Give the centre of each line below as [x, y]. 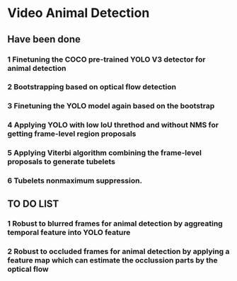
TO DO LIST [33, 203]
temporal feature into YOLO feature [69, 233]
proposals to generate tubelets [61, 162]
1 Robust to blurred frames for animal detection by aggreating [115, 224]
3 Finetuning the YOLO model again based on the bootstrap [111, 106]
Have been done [44, 39]
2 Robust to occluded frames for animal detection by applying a [118, 251]
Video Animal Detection [79, 13]
